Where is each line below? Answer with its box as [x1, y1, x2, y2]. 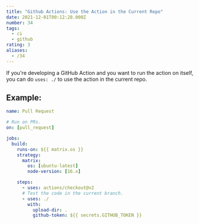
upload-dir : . [32, 207, 68, 213]
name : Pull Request [6, 108, 55, 115]
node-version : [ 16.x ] [27, 169, 81, 175]
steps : [17, 179, 33, 185]
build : [11, 141, 28, 147]
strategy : [17, 152, 42, 158]
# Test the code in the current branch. [21, 190, 124, 196]
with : [27, 201, 42, 207]
